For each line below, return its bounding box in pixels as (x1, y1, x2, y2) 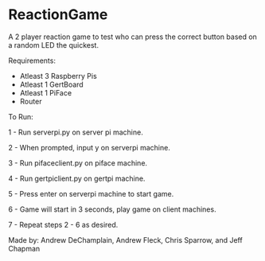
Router (19, 96, 42, 106)
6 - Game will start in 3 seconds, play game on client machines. (8, 205, 216, 214)
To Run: (8, 111, 33, 121)
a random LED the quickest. (8, 40, 99, 49)
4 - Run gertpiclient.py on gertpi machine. (8, 173, 146, 183)
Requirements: (8, 56, 56, 65)
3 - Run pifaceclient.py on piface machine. (8, 158, 148, 168)
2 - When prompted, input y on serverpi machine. (8, 142, 171, 152)
